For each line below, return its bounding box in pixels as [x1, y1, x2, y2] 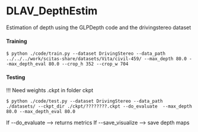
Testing [6, 73, 25, 81]
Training [6, 37, 28, 45]
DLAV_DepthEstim [6, 4, 98, 18]
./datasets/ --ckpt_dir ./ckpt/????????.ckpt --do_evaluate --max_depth [6, 103, 193, 109]
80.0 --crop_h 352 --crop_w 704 [48, 61, 129, 67]
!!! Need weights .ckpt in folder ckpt [6, 87, 94, 94]
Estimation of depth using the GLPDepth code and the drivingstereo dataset [6, 24, 191, 31]
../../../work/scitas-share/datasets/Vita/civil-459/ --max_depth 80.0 [6, 56, 187, 62]
